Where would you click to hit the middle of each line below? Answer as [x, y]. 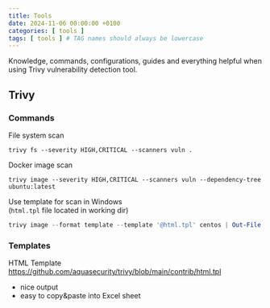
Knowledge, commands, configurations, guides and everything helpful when [135, 61]
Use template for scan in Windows [65, 201]
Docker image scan [41, 165]
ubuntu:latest [32, 187]
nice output [39, 287]
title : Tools [30, 16]
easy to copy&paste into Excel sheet [80, 296]
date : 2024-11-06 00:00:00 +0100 [64, 23]
